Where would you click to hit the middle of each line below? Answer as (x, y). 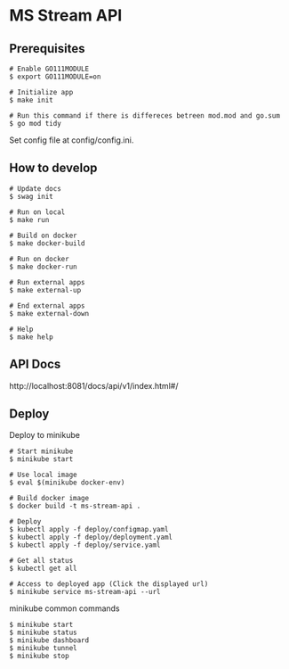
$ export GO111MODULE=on (55, 77)
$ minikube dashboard (49, 640)
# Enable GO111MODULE (49, 69)
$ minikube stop (39, 657)
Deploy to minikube (44, 435)
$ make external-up (45, 290)
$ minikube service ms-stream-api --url (85, 592)
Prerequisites (47, 49)
